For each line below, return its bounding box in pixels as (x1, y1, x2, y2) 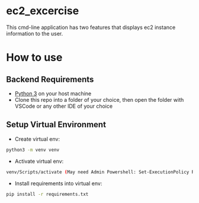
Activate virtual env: (14, 157, 64, 165)
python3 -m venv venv (6, 147, 60, 153)
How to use (6, 51, 63, 65)
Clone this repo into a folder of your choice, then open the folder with (14, 96, 184, 103)
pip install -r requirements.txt (6, 191, 89, 197)
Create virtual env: (14, 135, 60, 143)
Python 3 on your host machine (14, 90, 92, 97)
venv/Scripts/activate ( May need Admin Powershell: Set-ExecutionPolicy (6, 169, 190, 175)
